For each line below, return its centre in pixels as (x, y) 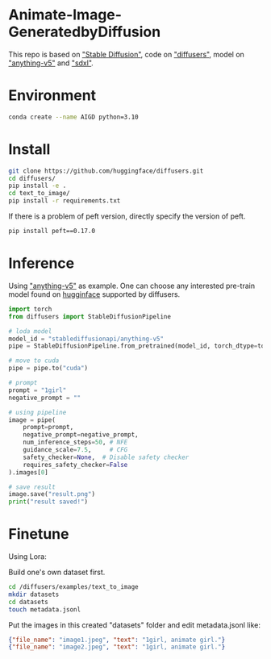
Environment (52, 96)
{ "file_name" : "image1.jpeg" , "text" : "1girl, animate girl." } (117, 640)
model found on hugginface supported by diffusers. (94, 294)
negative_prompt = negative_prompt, (81, 435)
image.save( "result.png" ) (52, 494)
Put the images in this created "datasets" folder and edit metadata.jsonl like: (134, 625)
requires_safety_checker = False (75, 465)
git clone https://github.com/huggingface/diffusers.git (106, 171)
